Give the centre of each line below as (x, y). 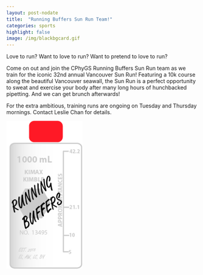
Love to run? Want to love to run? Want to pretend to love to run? (87, 56)
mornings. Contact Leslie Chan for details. (59, 112)
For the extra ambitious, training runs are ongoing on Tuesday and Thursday (101, 106)
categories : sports (31, 25)
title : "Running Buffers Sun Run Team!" (60, 19)
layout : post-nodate (33, 13)
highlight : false (28, 32)
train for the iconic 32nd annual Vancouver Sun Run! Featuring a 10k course (101, 75)
